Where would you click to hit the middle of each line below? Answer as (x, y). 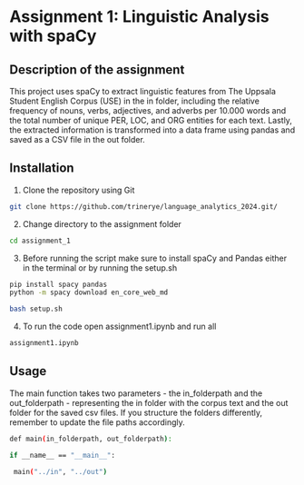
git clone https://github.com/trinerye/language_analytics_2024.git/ (144, 206)
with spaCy (53, 36)
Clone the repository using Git (78, 190)
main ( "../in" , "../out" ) (60, 471)
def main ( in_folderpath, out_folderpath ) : (91, 439)
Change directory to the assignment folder (102, 223)
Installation (42, 168)
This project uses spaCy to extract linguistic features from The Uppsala (143, 91)
